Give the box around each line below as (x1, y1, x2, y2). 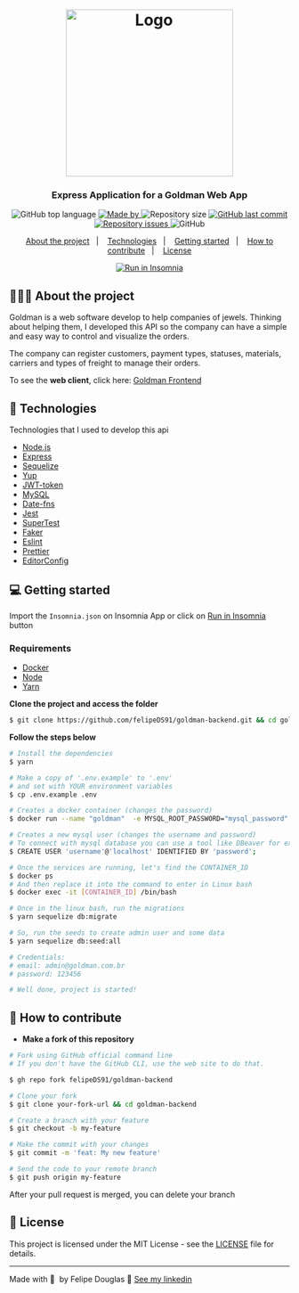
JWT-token (21, 479, 64, 490)
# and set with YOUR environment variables (9, 782, 174, 790)
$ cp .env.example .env (9, 790, 98, 799)
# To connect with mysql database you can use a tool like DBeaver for (9, 839, 280, 848)
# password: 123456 (9, 970, 82, 978)
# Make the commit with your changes (9, 1141, 149, 1150)
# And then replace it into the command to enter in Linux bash (9, 880, 253, 888)
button (9, 619, 34, 630)
